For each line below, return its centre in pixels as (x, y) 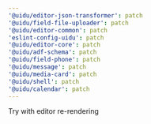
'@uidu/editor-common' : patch (58, 30)
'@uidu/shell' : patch (44, 81)
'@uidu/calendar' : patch (49, 89)
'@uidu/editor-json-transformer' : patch (76, 15)
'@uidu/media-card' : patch (53, 74)
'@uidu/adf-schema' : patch (53, 52)
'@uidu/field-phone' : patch (55, 60)
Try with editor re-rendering (53, 111)
